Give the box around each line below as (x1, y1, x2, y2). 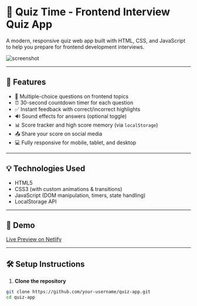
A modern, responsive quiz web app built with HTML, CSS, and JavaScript (6, 37, 186, 44)
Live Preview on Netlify (6, 236, 62, 243)
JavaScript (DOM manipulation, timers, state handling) (14, 192, 146, 199)
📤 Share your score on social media (14, 130, 103, 137)
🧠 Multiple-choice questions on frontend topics (14, 93, 129, 100)
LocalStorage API (14, 198, 57, 205)
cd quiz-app (6, 294, 35, 301)
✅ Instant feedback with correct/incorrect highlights (14, 106, 141, 113)
